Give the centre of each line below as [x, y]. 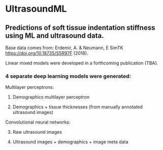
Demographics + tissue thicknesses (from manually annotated [78, 107]
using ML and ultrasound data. [55, 35]
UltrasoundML [36, 9]
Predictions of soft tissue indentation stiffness [80, 28]
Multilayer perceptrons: [30, 87]
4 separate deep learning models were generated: [68, 76]
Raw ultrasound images [37, 132]
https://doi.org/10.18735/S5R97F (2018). [47, 53]
